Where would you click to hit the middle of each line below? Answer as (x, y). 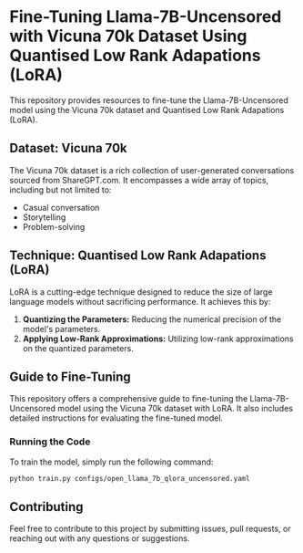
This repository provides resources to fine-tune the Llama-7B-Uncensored (149, 100)
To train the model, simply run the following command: (111, 462)
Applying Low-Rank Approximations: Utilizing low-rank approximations (158, 339)
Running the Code (50, 442)
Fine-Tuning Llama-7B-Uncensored (146, 17)
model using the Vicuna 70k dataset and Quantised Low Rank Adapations (147, 110)
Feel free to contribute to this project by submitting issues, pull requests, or (150, 529)
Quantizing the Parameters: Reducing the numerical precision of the (152, 319)
